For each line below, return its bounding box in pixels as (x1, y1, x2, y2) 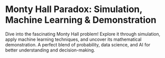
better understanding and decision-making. (5, 47, 96, 53)
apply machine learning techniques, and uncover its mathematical (5, 36, 142, 42)
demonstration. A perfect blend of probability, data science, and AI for (5, 41, 151, 47)
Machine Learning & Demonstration (5, 14, 157, 26)
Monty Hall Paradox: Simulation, (5, 4, 142, 15)
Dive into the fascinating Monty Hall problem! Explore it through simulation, (5, 31, 160, 37)
